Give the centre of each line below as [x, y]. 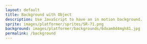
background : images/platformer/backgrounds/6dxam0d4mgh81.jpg [73, 29]
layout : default [22, 10]
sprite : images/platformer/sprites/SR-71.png [54, 24]
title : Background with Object [39, 15]
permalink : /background [31, 33]
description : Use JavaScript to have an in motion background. [74, 19]
